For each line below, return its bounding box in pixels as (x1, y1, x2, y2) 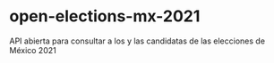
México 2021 (9, 44, 56, 55)
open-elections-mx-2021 (9, 6, 201, 27)
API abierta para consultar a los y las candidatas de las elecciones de (9, 35, 266, 46)
